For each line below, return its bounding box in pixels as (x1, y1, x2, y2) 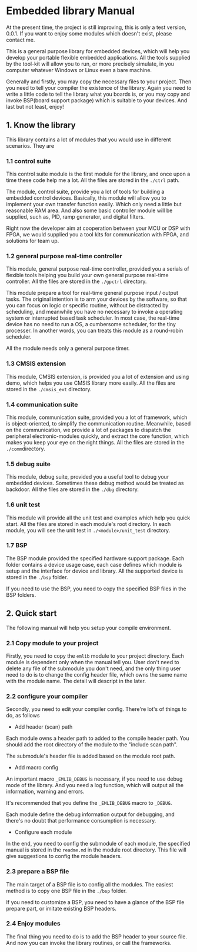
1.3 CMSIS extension (6, 359, 66, 368)
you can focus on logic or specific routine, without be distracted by (6, 302, 169, 309)
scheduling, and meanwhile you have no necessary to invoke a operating (6, 308, 183, 316)
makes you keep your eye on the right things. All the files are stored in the (6, 438, 185, 446)
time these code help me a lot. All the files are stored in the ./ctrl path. (6, 177, 180, 184)
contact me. (6, 36, 35, 43)
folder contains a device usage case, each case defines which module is (6, 561, 182, 568)
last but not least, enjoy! (6, 103, 65, 110)
